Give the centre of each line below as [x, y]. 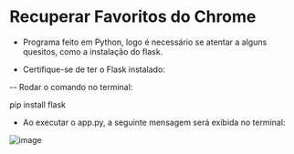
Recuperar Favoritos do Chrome [133, 17]
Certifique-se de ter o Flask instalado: [94, 69]
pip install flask [38, 104]
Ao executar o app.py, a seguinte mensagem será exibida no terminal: [154, 122]
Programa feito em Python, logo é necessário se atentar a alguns [145, 42]
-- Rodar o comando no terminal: [71, 87]
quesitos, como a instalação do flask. [93, 51]
